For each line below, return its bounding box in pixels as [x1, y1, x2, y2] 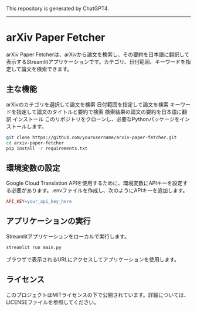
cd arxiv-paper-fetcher [6, 140, 64, 146]
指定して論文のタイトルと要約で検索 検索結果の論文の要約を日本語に [16, 108, 182, 115]
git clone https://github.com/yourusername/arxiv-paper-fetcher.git [6, 134, 177, 140]
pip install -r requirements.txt [6, 146, 88, 151]
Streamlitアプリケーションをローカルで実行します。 [6, 233, 130, 240]
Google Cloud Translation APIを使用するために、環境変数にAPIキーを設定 [6, 179, 183, 186]
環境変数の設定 [6, 163, 60, 173]
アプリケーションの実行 [6, 216, 91, 226]
